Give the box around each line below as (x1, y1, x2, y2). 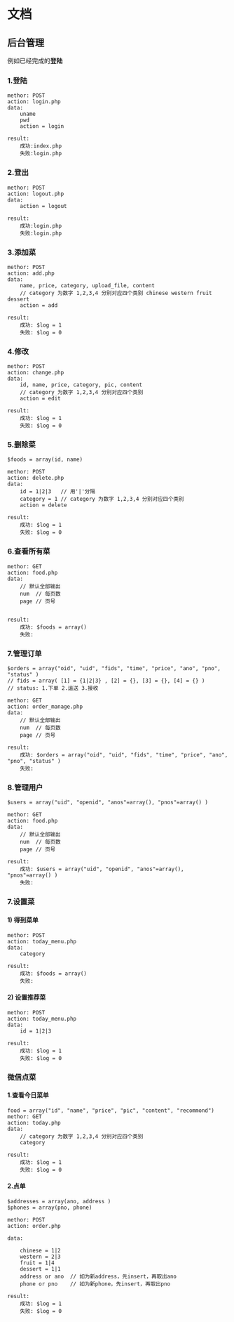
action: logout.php (7, 190, 64, 197)
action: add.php (7, 270, 55, 277)
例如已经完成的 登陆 (7, 57, 63, 65)
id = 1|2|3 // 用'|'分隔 (20, 488, 96, 495)
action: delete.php (7, 475, 64, 482)
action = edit (20, 395, 61, 403)
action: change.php (7, 369, 64, 377)
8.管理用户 (7, 783, 43, 792)
